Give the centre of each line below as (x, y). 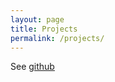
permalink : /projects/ (57, 38)
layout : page (37, 19)
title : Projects (44, 29)
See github (32, 67)
